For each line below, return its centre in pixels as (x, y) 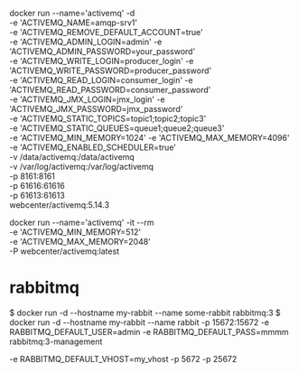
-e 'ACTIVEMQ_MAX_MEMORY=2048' (80, 242)
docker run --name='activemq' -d (72, 13)
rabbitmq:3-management (56, 341)
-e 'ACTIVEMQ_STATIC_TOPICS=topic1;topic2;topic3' (108, 118)
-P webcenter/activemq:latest (65, 251)
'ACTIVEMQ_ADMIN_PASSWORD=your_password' (102, 51)
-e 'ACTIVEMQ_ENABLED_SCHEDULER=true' (93, 147)
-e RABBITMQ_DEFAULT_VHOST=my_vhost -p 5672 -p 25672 (123, 359)
